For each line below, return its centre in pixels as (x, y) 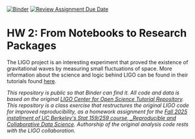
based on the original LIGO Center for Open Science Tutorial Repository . (95, 99)
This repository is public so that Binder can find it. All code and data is (93, 93)
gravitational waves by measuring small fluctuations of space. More (89, 68)
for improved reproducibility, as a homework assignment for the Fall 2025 (97, 111)
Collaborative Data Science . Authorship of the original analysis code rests (98, 124)
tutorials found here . (32, 81)
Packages (32, 46)
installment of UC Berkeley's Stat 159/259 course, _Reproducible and (92, 118)
